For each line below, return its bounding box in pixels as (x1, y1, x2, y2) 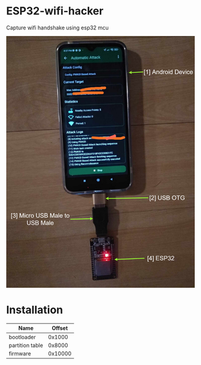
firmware (8, 350, 31, 357)
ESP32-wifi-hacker (6, 4, 103, 18)
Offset (51, 325, 68, 332)
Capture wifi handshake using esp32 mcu (6, 24, 109, 31)
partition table (8, 342, 44, 349)
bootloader (8, 333, 36, 340)
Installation (6, 303, 63, 317)
